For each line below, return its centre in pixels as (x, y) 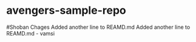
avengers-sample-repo (66, 10)
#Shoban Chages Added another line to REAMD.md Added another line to (98, 27)
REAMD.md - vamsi (31, 33)
